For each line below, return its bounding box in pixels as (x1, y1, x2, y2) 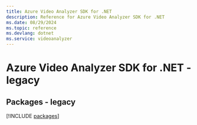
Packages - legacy (6, 97, 75, 107)
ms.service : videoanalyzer (6, 36, 73, 42)
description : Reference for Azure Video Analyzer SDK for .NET (6, 14, 165, 20)
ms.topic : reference (6, 25, 57, 31)
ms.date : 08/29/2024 (6, 19, 57, 25)
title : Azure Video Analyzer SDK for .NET (6, 8, 112, 15)
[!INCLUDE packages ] (6, 113, 60, 119)
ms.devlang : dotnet (6, 31, 54, 36)
